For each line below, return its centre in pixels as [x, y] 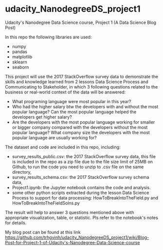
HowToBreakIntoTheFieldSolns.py [46, 203]
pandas [20, 52]
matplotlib [22, 56]
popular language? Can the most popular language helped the [74, 112]
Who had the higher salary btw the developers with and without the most [85, 107]
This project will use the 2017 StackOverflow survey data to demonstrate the [81, 76]
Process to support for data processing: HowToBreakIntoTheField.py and [85, 197]
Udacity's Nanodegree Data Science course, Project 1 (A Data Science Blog [81, 22]
